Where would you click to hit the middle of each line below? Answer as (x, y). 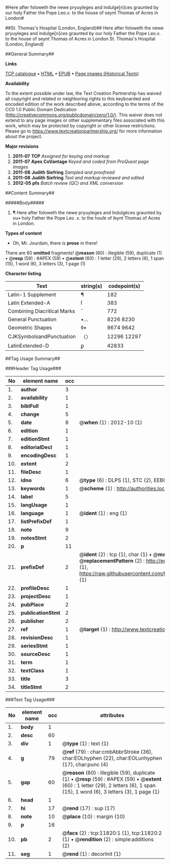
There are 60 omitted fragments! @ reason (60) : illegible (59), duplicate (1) (84, 253)
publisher (33, 621)
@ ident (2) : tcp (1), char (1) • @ (119, 554)
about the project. (24, 136)
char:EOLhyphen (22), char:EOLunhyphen (112, 758)
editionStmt (35, 439)
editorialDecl (36, 447)
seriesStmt (34, 646)
